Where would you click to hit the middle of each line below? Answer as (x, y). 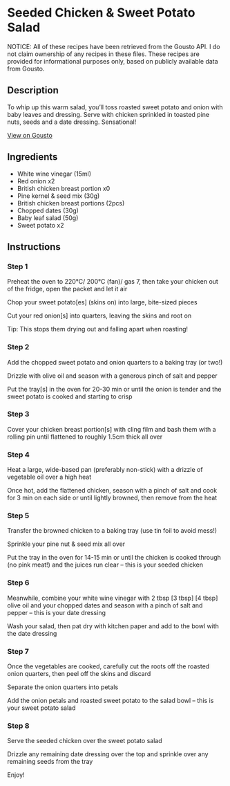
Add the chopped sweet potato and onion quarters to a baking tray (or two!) (115, 362)
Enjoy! (16, 775)
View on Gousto (30, 135)
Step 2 (18, 347)
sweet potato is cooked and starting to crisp (70, 396)
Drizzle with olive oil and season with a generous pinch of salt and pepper (112, 376)
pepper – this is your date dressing (56, 612)
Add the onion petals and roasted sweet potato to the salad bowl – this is (111, 701)
